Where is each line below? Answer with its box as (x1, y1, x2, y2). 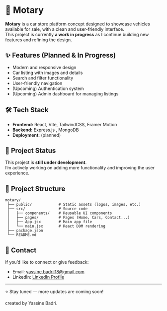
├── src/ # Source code (7, 206, 88, 212)
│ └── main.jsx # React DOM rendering (7, 224, 106, 229)
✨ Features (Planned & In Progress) (5, 51, 116, 60)
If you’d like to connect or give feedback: (5, 259, 89, 265)
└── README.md (7, 233, 37, 237)
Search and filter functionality (12, 75, 74, 81)
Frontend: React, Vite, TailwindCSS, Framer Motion (12, 121, 117, 127)
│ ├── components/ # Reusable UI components (7, 211, 112, 216)
